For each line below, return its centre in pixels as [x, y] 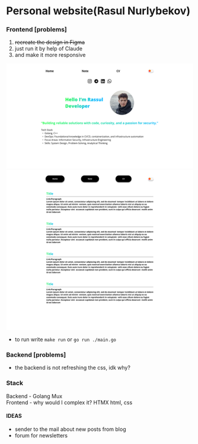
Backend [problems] [36, 355]
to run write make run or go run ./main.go [66, 340]
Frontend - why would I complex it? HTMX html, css [69, 402]
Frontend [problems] [36, 30]
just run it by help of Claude [49, 49]
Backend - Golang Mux [34, 396]
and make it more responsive [50, 55]
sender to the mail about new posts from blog [70, 429]
